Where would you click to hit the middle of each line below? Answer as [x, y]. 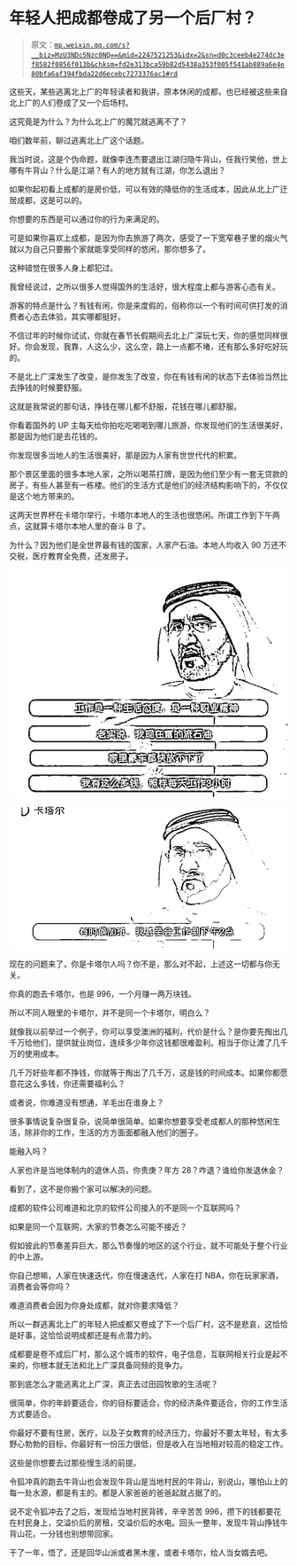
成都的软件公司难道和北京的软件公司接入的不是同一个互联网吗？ [125, 1208]
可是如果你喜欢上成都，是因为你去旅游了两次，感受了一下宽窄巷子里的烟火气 [148, 238]
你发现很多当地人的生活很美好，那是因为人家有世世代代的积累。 [125, 455]
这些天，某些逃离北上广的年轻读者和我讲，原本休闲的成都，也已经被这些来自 [148, 91]
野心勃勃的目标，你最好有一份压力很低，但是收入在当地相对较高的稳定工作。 [148, 1444]
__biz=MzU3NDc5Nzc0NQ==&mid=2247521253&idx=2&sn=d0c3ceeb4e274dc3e [157, 55]
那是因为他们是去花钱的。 [56, 436]
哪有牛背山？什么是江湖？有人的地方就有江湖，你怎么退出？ [118, 170]
